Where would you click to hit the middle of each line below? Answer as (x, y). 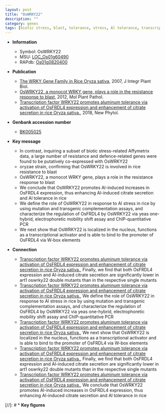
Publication (24, 72)
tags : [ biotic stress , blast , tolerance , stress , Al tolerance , (72, 28)
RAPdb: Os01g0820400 (43, 62)
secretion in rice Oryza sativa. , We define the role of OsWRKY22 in (87, 296)
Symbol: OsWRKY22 (40, 52)
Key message (26, 142)
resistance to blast (38, 172)
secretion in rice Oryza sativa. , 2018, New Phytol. (69, 113)
